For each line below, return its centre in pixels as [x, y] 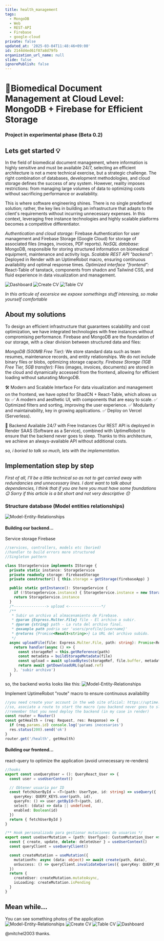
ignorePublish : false [27, 64]
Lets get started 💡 [33, 150]
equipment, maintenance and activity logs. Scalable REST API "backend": [79, 254]
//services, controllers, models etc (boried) [53, 548]
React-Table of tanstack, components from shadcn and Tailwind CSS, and [79, 270]
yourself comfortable [26, 299]
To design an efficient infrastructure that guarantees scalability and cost [78, 326]
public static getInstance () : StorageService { [59, 588]
